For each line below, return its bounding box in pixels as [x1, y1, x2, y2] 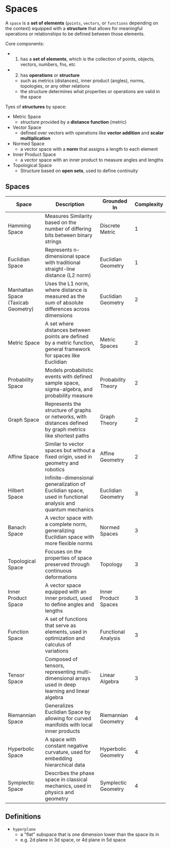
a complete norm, [45, 521, 88, 528]
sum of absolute [45, 299, 84, 306]
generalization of [45, 480, 85, 487]
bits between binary [45, 231, 93, 238]
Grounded [102, 197, 127, 204]
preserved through [45, 561, 90, 568]
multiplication [20, 135, 51, 141]
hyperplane [12, 827, 36, 832]
